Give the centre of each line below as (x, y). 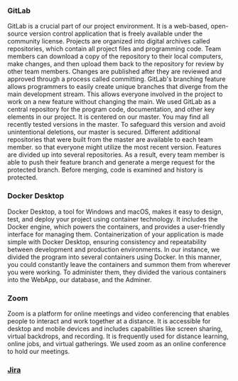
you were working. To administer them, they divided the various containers (117, 272)
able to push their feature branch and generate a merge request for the (111, 162)
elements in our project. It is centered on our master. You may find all (108, 117)
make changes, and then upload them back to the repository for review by (116, 64)
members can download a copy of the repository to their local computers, (115, 56)
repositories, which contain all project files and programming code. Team (114, 49)
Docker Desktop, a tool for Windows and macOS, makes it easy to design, (115, 212)
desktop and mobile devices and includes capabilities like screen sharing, (115, 328)
